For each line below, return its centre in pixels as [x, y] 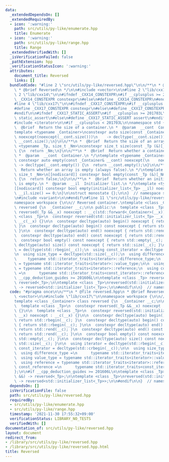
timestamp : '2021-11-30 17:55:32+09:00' [53, 414]
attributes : [22, 71]
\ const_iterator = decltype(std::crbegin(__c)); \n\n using [79, 348]
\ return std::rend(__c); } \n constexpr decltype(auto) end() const [89, 330]
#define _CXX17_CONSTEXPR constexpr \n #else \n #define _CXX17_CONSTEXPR [90, 109]
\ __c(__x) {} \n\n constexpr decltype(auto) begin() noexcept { [84, 221]
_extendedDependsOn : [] [34, 15]
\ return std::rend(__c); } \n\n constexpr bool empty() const [82, 334]
